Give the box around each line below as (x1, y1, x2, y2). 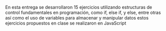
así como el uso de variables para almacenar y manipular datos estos (5, 15, 149, 20)
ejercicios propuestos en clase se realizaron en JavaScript (5, 20, 127, 26)
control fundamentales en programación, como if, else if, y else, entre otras (5, 9, 161, 15)
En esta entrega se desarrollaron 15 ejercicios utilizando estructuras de (5, 4, 152, 10)
